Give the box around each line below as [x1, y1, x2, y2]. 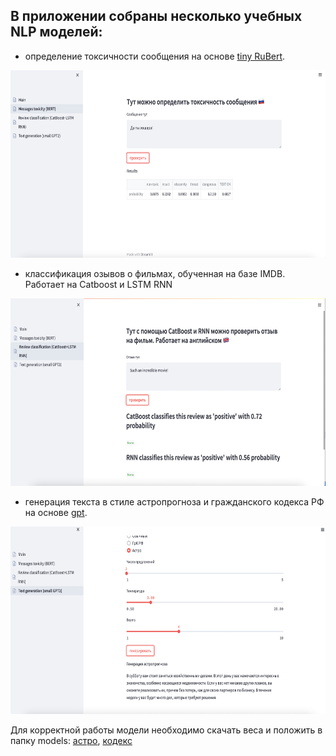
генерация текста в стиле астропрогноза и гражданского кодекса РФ [24, 495, 325, 508]
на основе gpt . [24, 506, 88, 518]
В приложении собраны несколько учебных [10, 8, 303, 25]
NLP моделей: [10, 24, 103, 41]
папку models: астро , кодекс [10, 734, 133, 746]
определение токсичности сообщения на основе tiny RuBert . [24, 50, 286, 62]
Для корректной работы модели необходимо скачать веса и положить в [10, 724, 323, 736]
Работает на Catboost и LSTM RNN [24, 278, 173, 290]
